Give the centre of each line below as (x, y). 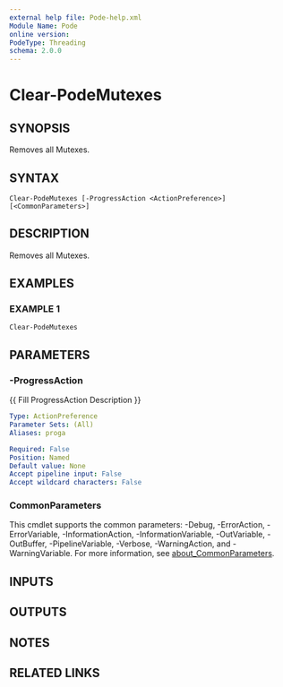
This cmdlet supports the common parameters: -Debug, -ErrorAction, (137, 525)
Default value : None (48, 466)
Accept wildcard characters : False (76, 483)
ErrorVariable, (35, 535)
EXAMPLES (42, 283)
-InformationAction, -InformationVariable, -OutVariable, (164, 535)
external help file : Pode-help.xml (76, 17)
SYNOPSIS (40, 128)
